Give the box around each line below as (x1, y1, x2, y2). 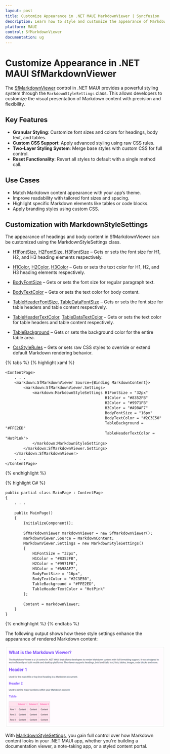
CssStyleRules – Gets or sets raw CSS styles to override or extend (12, 344, 151, 350)
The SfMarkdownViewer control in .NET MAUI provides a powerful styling (5, 85, 158, 91)
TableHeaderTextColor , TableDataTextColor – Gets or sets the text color (12, 314, 162, 320)
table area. (12, 335, 35, 341)
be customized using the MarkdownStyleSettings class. (5, 239, 121, 245)
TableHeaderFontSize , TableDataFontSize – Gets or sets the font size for (12, 299, 163, 305)
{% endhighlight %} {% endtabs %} (5, 621, 79, 627)
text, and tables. (12, 134, 47, 140)
